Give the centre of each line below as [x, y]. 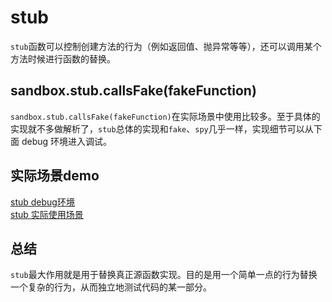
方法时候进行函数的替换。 [63, 58]
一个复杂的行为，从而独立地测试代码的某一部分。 [111, 287]
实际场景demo [55, 176]
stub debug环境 [42, 202]
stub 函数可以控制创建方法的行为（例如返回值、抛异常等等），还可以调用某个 [166, 46]
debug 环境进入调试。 [67, 141]
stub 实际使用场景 [47, 214]
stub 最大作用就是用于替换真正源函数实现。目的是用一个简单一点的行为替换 [164, 275]
